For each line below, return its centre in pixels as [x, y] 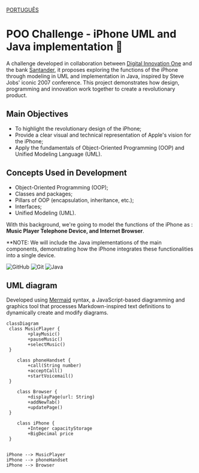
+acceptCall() [45, 371]
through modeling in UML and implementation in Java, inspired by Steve [95, 76]
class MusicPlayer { [34, 329]
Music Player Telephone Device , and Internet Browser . [76, 231]
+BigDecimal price [51, 434]
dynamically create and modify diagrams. [58, 313]
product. [17, 95]
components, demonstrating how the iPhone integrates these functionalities [100, 249]
